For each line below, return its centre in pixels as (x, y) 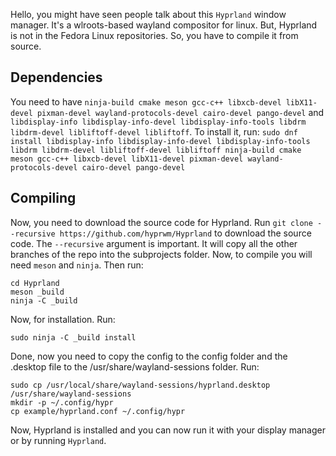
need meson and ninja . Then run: (77, 265)
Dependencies (56, 77)
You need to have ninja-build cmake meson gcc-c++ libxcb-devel (146, 101)
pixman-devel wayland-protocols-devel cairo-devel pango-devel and (180, 112)
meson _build (37, 292)
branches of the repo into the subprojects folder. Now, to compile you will (161, 254)
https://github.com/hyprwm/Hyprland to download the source (185, 233)
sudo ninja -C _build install (73, 337)
